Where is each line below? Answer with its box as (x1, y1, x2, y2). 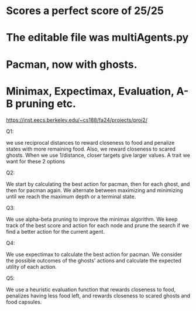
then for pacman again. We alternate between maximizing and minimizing (6, 186, 183, 194)
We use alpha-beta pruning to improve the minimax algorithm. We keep (6, 216, 178, 223)
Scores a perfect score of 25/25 (6, 4, 164, 18)
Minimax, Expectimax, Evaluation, (6, 84, 174, 98)
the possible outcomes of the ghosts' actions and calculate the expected (6, 257, 181, 264)
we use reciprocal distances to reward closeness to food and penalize (6, 139, 175, 146)
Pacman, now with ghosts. (6, 57, 137, 71)
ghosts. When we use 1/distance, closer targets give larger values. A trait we (6, 151, 190, 159)
